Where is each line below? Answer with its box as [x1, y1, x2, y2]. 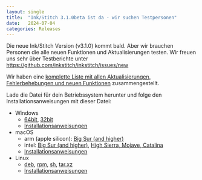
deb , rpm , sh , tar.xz [24, 161, 73, 168]
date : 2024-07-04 [6, 20, 56, 26]
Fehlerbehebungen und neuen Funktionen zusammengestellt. [6, 80, 160, 87]
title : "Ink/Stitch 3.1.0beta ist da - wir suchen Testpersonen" [6, 14, 177, 21]
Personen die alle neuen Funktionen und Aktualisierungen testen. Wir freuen [6, 49, 197, 56]
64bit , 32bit [24, 116, 53, 123]
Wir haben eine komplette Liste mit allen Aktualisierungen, [6, 73, 151, 80]
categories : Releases [6, 25, 61, 32]
